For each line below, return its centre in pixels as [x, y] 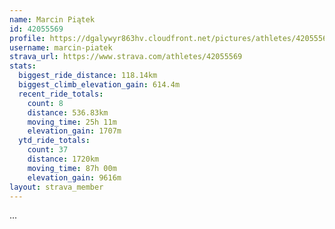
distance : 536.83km [68, 112]
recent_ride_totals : [61, 94]
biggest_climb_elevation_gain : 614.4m [99, 85]
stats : [23, 66]
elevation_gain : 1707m [74, 131]
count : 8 [45, 103]
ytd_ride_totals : [54, 141]
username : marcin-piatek [61, 47]
